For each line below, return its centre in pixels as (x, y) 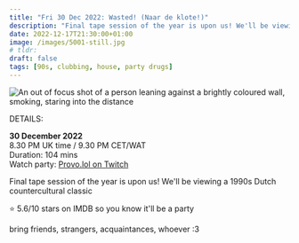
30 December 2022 (46, 136)
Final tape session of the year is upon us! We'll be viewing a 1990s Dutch (143, 181)
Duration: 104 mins (44, 154)
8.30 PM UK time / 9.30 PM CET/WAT (78, 145)
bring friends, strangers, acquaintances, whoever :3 (105, 229)
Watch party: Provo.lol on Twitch (69, 164)
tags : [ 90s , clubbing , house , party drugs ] (91, 67)
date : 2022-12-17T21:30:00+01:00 (71, 34)
